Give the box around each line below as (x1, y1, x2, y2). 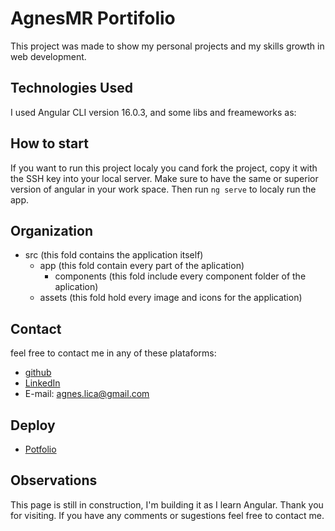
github (24, 367, 52, 379)
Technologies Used (10, 80, 133, 97)
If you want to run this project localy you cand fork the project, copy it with (10, 162, 318, 174)
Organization (10, 222, 93, 239)
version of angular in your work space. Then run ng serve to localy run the (10, 183, 317, 195)
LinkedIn (24, 377, 61, 389)
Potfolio (24, 443, 57, 455)
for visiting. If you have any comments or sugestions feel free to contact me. (10, 509, 325, 521)
